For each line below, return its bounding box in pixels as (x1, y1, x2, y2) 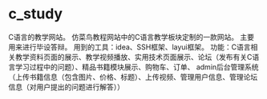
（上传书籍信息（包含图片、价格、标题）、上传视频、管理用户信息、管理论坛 (8, 72, 258, 81)
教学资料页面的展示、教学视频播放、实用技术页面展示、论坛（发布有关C (14, 52, 253, 61)
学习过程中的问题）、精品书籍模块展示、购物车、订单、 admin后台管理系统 (14, 61, 259, 72)
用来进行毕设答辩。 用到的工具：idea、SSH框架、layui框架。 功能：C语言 (8, 42, 251, 52)
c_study (8, 5, 63, 23)
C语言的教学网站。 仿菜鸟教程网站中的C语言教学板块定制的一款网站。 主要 (8, 32, 255, 42)
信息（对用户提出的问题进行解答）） (8, 81, 124, 92)
